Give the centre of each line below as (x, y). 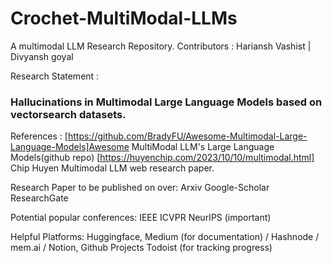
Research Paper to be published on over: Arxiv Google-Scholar (140, 188)
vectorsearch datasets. (68, 114)
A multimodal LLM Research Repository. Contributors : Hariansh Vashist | (161, 46)
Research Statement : (55, 76)
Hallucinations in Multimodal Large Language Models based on (166, 102)
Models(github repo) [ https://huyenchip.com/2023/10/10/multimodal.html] (162, 158)
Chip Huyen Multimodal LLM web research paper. (112, 168)
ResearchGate (39, 198)
